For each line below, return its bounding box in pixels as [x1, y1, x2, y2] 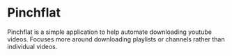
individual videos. [7, 42, 58, 50]
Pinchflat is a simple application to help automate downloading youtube [7, 28, 212, 36]
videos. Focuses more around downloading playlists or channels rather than [7, 35, 225, 43]
